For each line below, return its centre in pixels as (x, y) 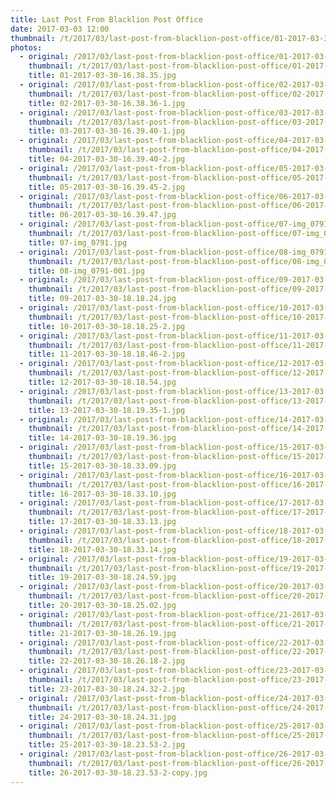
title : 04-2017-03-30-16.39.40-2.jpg (107, 159)
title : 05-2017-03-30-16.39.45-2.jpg (107, 187)
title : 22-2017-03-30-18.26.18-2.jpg (107, 661)
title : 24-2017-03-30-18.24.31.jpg (102, 717)
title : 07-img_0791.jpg (78, 242)
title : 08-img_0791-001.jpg (86, 271)
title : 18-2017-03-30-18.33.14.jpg (102, 549)
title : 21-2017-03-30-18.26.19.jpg (102, 633)
